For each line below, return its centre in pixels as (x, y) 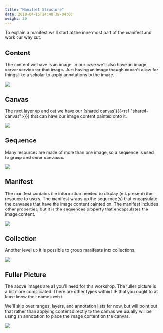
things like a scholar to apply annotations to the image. (60, 75)
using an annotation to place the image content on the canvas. (68, 316)
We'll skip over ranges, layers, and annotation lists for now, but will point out (81, 306)
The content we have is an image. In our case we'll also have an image (76, 65)
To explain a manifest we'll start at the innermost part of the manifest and (78, 33)
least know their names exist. (34, 297)
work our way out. (23, 37)
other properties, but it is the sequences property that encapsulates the (77, 209)
